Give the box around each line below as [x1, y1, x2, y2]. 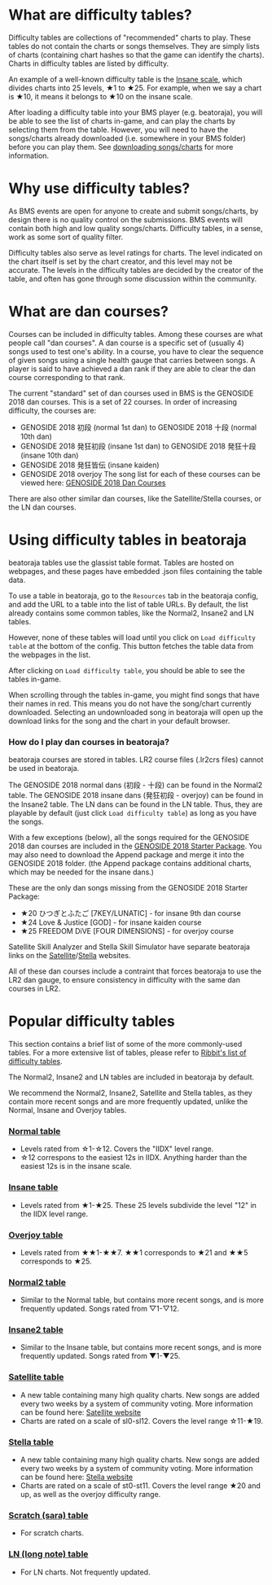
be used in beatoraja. [8, 764, 80, 773]
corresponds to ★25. [20, 1256, 92, 1266]
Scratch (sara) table [8, 1509, 89, 1521]
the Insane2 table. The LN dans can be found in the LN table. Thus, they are [8, 799, 263, 809]
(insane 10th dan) [20, 450, 79, 460]
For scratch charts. [20, 1528, 84, 1538]
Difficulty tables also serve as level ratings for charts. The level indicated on [8, 247, 263, 257]
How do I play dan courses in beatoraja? [8, 736, 169, 747]
